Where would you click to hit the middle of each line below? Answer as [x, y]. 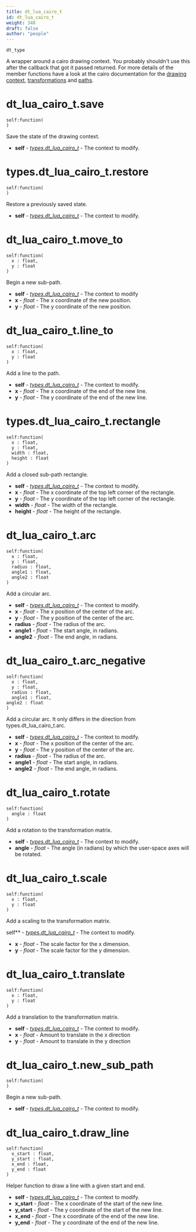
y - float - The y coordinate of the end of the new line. [81, 397]
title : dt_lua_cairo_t [34, 12]
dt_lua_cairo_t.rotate [58, 792]
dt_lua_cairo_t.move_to [65, 240]
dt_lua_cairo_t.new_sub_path [80, 1065]
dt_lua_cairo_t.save [55, 104]
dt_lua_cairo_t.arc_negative [76, 660]
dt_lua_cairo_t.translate [66, 974]
